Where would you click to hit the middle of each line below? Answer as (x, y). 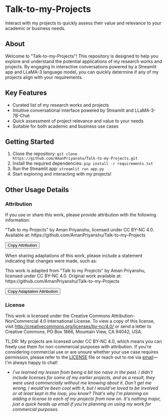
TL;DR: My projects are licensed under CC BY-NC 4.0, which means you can (83, 341)
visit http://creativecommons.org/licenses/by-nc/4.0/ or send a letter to (78, 326)
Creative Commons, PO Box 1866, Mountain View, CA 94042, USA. (74, 332)
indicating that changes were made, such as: (51, 261)
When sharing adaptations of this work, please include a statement (74, 256)
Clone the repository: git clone (45, 154)
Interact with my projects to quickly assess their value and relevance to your (83, 23)
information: (18, 220)
